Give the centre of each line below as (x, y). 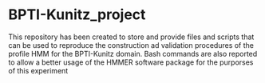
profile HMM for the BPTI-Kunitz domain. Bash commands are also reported (133, 53)
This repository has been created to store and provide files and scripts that (131, 37)
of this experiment (38, 70)
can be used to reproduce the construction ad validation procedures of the (131, 45)
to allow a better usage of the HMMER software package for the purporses (131, 62)
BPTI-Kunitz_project (77, 15)
